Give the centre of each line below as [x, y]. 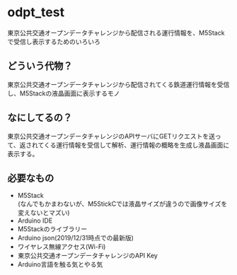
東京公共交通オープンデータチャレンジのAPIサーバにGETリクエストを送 [111, 136]
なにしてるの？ [40, 118]
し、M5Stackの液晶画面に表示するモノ [64, 93]
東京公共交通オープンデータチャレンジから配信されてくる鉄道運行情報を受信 [118, 84]
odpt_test [36, 12]
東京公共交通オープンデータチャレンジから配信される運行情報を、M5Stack [116, 33]
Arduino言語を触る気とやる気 [60, 264]
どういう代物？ [40, 66]
